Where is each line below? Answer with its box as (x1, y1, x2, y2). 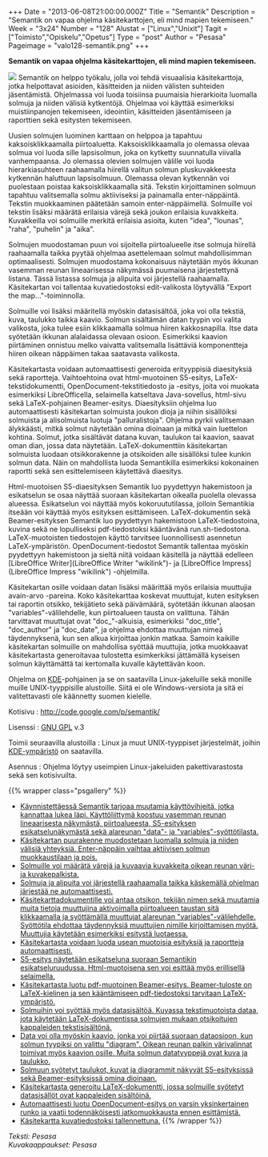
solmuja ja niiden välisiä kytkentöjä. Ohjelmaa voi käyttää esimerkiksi (8, 98, 234, 107)
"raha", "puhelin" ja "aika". (8, 224, 95, 234)
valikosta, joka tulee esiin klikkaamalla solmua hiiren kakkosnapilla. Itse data (8, 323, 258, 333)
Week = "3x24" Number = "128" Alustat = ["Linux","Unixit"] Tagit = (8, 24, 228, 33)
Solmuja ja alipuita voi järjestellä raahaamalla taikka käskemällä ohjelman (19, 878, 259, 887)
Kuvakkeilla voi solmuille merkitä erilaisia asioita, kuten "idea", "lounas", (8, 216, 244, 225)
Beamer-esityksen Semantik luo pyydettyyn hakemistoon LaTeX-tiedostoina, (8, 516, 260, 525)
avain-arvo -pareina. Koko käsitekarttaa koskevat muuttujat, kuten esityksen (8, 591, 259, 600)
